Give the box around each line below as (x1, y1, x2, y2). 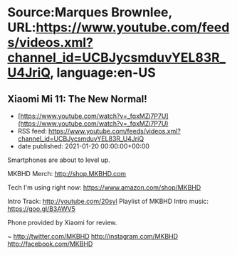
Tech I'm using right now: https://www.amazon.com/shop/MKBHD (7, 183, 201, 192)
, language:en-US (49, 65, 156, 81)
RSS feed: (17, 127, 48, 135)
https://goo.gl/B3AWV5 (7, 205, 76, 213)
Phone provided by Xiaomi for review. (7, 218, 117, 227)
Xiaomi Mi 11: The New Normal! (7, 93, 147, 105)
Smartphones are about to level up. (7, 156, 110, 164)
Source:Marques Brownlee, (7, 4, 173, 21)
